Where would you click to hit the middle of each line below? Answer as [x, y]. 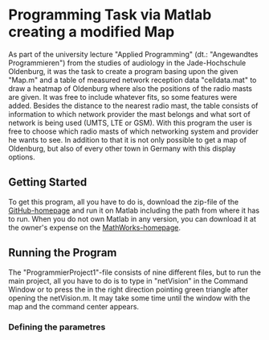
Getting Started [48, 182]
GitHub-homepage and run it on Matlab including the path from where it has [134, 210]
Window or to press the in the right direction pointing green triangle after [128, 289]
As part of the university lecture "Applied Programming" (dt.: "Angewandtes [133, 54]
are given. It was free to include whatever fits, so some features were [123, 97]
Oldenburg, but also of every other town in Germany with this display [122, 148]
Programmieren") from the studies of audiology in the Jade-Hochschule [127, 63]
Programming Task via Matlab [110, 15]
